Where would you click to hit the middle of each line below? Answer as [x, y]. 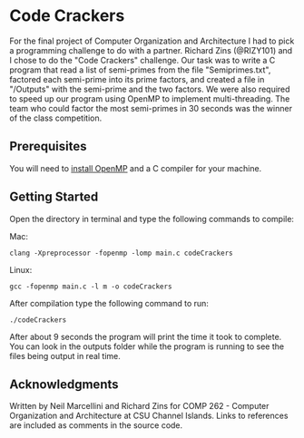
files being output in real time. [65, 355]
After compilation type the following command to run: [109, 303]
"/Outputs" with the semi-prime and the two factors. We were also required [150, 89]
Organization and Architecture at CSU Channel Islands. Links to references [149, 416]
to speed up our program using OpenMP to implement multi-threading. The [150, 98]
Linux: [21, 269]
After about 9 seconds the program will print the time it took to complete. [146, 336]
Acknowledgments [64, 384]
